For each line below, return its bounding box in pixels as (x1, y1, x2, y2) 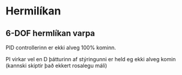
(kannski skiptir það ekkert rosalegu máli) (5, 62, 107, 69)
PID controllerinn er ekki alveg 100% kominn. (5, 44, 116, 51)
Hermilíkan (5, 4, 61, 18)
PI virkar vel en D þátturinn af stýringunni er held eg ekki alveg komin (5, 56, 176, 62)
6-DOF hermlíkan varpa (5, 28, 95, 38)
